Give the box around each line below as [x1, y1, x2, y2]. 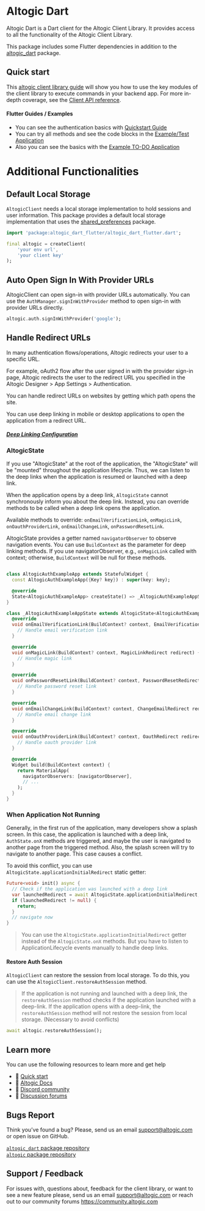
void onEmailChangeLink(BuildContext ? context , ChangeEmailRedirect [12, 705, 190, 712]
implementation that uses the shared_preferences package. [6, 218, 156, 225]
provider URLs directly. [6, 304, 64, 311]
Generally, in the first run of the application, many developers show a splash [6, 824, 198, 832]
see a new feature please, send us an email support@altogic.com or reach [6, 1191, 193, 1198]
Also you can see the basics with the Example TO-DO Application [15, 143, 180, 150]
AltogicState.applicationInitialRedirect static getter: [6, 868, 146, 876]
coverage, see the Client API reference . [22, 96, 121, 103]
